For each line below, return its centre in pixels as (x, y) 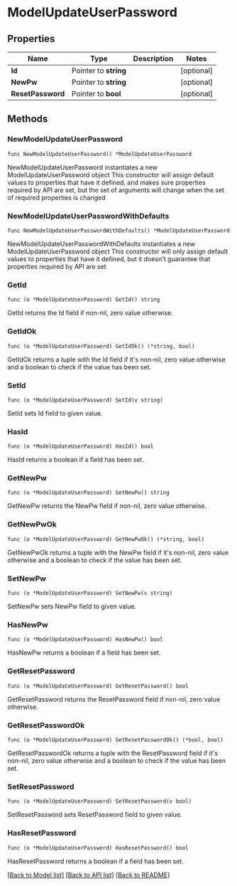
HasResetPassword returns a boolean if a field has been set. (96, 861)
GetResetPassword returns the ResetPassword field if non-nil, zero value (114, 699)
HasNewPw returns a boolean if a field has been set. (84, 653)
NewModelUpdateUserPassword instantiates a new (83, 167)
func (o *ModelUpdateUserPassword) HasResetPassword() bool (98, 848)
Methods (28, 119)
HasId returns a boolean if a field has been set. (76, 460)
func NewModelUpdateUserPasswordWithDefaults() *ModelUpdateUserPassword (119, 231)
